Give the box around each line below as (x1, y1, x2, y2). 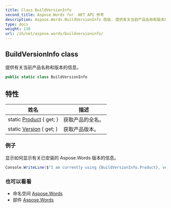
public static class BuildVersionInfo (5, 74, 88, 80)
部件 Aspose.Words (12, 197, 54, 203)
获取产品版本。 (63, 125, 99, 133)
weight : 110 (5, 27, 31, 32)
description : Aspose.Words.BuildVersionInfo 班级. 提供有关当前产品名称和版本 (5, 17, 165, 22)
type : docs (5, 21, 28, 27)
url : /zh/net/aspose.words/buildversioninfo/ (5, 31, 103, 36)
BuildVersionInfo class (5, 50, 78, 59)
